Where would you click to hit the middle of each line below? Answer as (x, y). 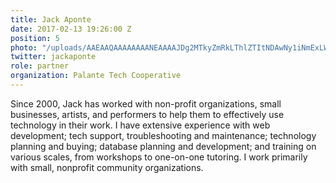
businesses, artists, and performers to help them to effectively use (147, 114)
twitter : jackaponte (53, 57)
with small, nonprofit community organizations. (107, 167)
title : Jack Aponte (51, 19)
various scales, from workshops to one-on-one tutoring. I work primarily (159, 157)
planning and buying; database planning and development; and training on (163, 146)
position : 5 (35, 38)
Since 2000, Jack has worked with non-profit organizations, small (146, 103)
